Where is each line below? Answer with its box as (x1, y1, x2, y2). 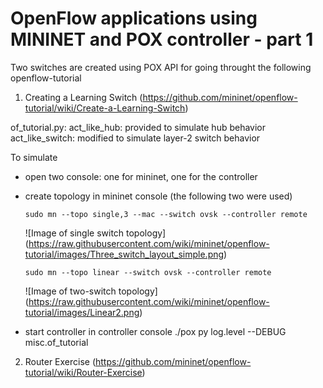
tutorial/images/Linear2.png (24, 306, 140, 318)
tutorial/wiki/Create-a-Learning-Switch (24, 102, 186, 114)
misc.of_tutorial (24, 336, 89, 348)
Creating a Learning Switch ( (24, 91, 143, 103)
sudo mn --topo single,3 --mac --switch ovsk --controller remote (24, 209, 308, 219)
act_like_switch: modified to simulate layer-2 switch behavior (10, 132, 261, 144)
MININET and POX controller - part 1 (10, 28, 314, 51)
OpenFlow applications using (10, 7, 258, 30)
